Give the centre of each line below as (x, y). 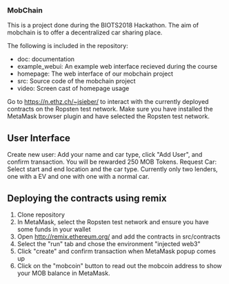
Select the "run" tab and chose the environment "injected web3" (109, 243)
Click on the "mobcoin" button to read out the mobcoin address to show (119, 265)
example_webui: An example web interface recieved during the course (117, 67)
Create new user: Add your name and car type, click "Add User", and (105, 155)
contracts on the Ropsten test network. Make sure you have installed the (110, 109)
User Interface (39, 138)
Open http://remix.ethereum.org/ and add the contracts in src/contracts (119, 237)
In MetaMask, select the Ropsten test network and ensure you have (113, 221)
